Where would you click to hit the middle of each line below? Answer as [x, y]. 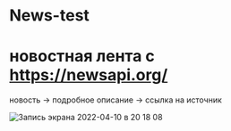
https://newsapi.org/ [89, 75]
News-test [49, 16]
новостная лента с [82, 57]
